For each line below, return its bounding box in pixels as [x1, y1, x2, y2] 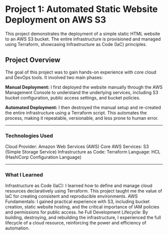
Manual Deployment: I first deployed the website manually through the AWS [5, 84, 163, 90]
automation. [5, 225, 30, 231]
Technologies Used [5, 132, 53, 139]
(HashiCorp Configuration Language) [5, 154, 81, 160]
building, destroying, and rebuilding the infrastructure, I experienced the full [5, 214, 161, 220]
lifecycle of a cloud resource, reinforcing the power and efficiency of [5, 220, 146, 226]
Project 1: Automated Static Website [5, 3, 158, 15]
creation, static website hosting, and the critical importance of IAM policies [5, 204, 159, 210]
